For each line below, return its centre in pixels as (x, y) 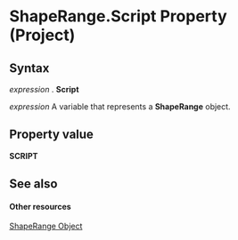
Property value (51, 135)
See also (33, 184)
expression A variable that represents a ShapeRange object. (120, 107)
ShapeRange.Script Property (118, 16)
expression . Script (44, 89)
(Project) (42, 35)
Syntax (29, 68)
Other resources (40, 206)
